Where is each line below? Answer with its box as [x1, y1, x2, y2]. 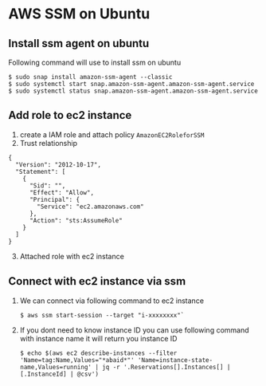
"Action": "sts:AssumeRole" [29, 216, 123, 224]
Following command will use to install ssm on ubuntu [8, 57, 182, 67]
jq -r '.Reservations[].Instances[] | [102, 363, 231, 371]
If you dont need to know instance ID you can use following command [19, 325, 249, 335]
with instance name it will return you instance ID [19, 333, 178, 343]
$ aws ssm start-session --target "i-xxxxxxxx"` [19, 311, 185, 319]
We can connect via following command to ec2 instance [19, 296, 205, 305]
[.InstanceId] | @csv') [19, 370, 100, 378]
